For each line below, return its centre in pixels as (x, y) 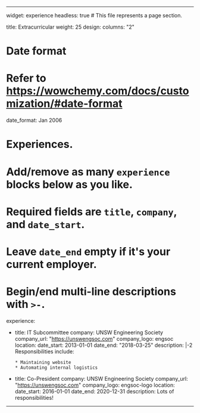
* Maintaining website (43, 362)
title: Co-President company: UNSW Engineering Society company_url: (101, 378)
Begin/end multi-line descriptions (91, 292)
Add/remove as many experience (88, 172)
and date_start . (46, 224)
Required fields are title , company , (92, 212)
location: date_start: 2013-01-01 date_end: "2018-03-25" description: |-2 (104, 345)
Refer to (26, 78)
